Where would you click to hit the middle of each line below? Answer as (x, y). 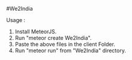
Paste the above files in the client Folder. (65, 44)
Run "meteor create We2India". (53, 38)
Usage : (16, 20)
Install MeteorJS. (36, 31)
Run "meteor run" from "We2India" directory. (70, 50)
